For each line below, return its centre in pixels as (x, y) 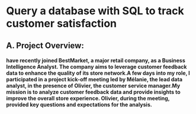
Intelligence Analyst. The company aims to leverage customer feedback (97, 67)
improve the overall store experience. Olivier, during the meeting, (88, 99)
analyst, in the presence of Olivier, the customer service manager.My (93, 86)
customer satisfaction (62, 23)
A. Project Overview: (45, 45)
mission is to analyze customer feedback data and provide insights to (93, 92)
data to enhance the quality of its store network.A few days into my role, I (98, 73)
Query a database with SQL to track (95, 11)
